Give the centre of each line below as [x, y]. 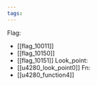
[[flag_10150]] [36, 53]
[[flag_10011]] [35, 46]
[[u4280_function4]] [45, 75]
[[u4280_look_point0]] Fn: [54, 67]
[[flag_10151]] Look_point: [52, 60]
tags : [15, 13]
